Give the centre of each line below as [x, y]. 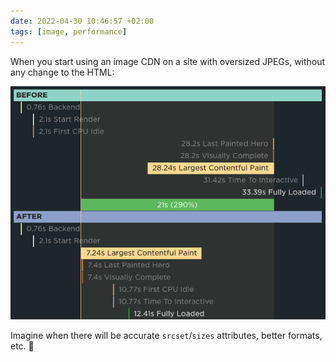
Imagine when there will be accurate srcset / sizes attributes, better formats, [166, 336]
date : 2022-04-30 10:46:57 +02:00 [82, 21]
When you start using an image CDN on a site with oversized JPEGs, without [168, 61]
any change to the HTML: [62, 72]
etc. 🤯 [22, 346]
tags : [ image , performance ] [69, 31]
